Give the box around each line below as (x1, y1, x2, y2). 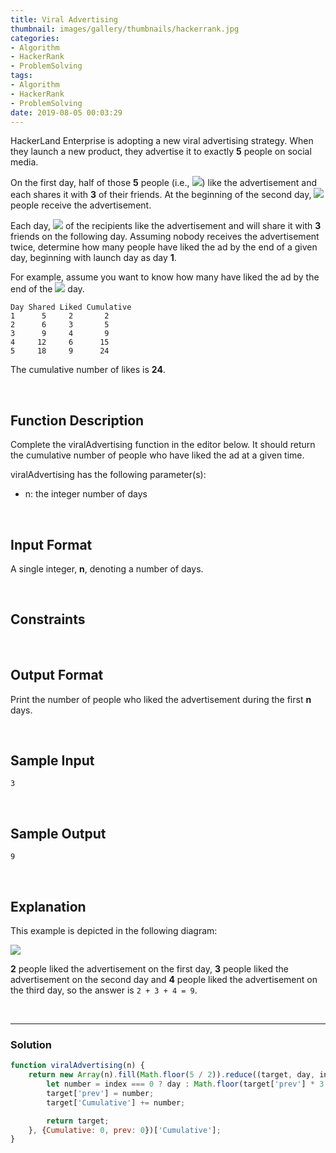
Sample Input (10, 752, 95, 770)
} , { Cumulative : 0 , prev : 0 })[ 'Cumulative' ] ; (28, 1125, 222, 1135)
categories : (10, 33, 60, 43)
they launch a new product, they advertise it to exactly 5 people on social (10, 146, 312, 158)
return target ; (46, 1116, 110, 1126)
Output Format (10, 667, 104, 684)
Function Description (10, 412, 145, 429)
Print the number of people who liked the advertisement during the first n (10, 693, 312, 705)
